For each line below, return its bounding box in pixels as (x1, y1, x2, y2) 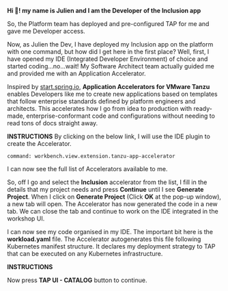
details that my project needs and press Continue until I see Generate (7, 186, 204, 193)
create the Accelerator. (7, 140, 72, 147)
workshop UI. (7, 214, 45, 223)
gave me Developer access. (7, 27, 85, 35)
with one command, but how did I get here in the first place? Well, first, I (7, 48, 210, 55)
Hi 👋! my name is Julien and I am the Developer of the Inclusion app (7, 7, 201, 14)
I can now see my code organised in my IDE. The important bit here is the (7, 228, 214, 236)
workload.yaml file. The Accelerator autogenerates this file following (7, 235, 201, 243)
